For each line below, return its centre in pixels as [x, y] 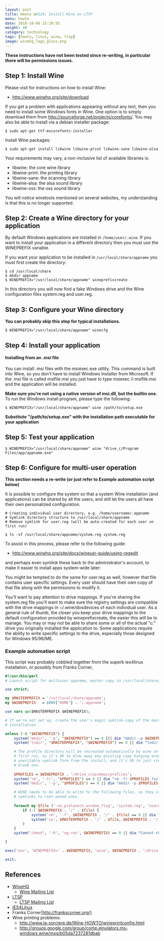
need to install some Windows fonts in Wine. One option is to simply [73, 112]
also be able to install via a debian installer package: [57, 122]
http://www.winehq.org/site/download [50, 97]
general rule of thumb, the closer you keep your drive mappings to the [76, 613]
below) [12, 485]
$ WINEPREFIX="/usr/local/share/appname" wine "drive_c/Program [72, 449]
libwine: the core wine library [41, 167]
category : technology [27, 32]
